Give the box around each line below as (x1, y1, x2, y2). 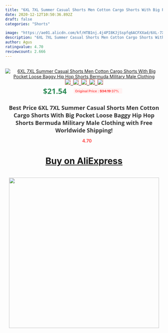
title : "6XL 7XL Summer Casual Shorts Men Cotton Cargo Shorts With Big (5, 7, 160, 13)
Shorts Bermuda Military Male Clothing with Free (15, 118, 152, 127)
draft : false (5, 17, 32, 22)
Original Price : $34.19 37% (74, 88, 119, 93)
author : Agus (5, 40, 32, 45)
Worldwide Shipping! (55, 126, 113, 134)
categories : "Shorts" (5, 21, 50, 27)
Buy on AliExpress (45, 155, 123, 167)
